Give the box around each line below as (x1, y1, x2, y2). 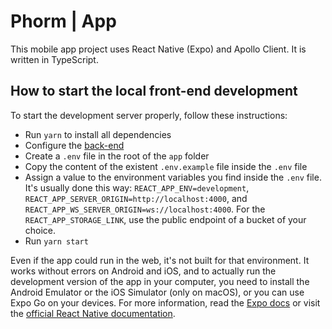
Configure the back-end (24, 139, 125, 151)
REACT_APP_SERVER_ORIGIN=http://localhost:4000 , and (24, 192, 248, 204)
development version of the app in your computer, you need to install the (10, 275, 310, 287)
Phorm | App (10, 10, 117, 33)
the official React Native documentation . (10, 307, 176, 319)
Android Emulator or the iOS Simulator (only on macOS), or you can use (10, 286, 305, 298)
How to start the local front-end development (10, 83, 298, 100)
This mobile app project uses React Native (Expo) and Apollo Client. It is (10, 43, 307, 55)
